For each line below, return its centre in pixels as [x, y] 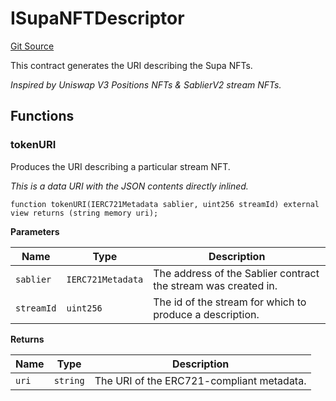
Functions [42, 116]
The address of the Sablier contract [236, 273]
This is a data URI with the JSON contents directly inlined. [129, 186]
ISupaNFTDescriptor [97, 18]
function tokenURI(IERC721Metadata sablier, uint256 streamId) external [165, 204]
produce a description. [206, 314]
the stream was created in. [215, 285]
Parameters [35, 231]
